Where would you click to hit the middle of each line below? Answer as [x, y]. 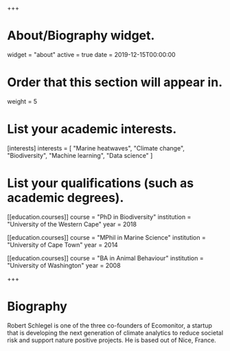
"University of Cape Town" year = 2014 [62, 245]
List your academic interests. [92, 129]
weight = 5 [22, 101]
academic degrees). [66, 198]
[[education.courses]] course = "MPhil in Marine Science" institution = [106, 237]
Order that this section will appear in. [115, 82]
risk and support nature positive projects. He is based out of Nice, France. [112, 340]
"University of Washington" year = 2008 [64, 265]
